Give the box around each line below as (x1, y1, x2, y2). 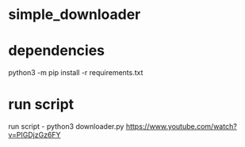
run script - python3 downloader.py (8, 122, 124, 131)
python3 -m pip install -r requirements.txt (8, 68, 144, 77)
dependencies (8, 42, 105, 60)
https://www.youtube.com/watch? (125, 122, 238, 131)
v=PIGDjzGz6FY (8, 130, 61, 140)
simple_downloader (8, 6, 141, 24)
